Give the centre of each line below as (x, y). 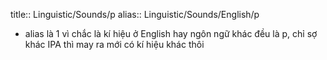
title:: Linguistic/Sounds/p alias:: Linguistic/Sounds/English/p (135, 14)
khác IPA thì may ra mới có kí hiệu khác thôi (114, 44)
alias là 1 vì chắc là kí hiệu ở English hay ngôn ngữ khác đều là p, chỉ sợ (171, 33)
